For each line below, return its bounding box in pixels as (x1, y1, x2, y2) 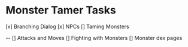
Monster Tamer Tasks (5, 4, 116, 17)
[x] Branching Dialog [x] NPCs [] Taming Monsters (5, 23, 129, 30)
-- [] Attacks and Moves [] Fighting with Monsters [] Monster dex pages (5, 34, 183, 41)
